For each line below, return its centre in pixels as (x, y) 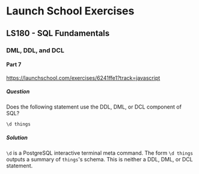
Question (18, 92)
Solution (17, 138)
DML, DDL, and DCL (35, 50)
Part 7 (14, 65)
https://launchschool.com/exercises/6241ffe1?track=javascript (83, 78)
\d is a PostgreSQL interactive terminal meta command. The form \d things (100, 153)
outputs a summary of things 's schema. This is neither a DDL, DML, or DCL (100, 159)
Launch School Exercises (70, 11)
